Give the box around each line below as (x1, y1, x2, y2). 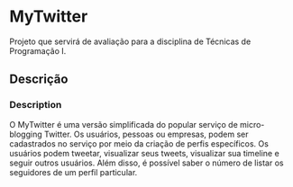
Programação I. (9, 45, 67, 56)
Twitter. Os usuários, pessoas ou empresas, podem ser (43, 129, 250, 139)
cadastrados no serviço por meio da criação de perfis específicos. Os (9, 138, 269, 149)
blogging (9, 129, 42, 139)
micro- (240, 119, 265, 129)
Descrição (9, 72, 69, 87)
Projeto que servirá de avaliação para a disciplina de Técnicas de (9, 36, 252, 47)
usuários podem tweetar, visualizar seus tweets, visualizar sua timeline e (9, 147, 279, 158)
